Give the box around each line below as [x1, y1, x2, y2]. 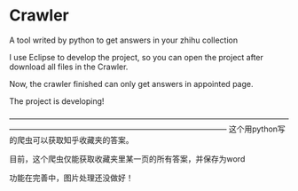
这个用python [228, 123, 278, 134]
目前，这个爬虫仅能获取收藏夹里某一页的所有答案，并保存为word [9, 153, 246, 164]
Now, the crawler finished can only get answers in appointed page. [9, 78, 254, 89]
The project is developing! [9, 95, 105, 107]
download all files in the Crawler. [9, 61, 129, 72]
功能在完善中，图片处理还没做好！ [9, 172, 134, 183]
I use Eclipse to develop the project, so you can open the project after [9, 52, 264, 62]
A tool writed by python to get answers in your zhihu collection [9, 35, 238, 45]
